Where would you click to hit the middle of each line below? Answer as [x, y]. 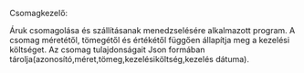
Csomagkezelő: [39, 13]
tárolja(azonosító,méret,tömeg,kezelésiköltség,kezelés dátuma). [129, 59]
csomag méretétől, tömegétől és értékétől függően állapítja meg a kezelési [150, 40]
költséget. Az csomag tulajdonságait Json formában [107, 50]
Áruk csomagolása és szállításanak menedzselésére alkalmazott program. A [152, 30]
